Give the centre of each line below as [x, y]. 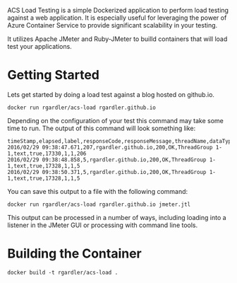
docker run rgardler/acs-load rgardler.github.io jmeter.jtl [99, 204]
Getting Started [54, 75]
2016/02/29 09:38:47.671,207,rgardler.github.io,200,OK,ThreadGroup [110, 147]
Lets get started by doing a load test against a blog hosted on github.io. [111, 94]
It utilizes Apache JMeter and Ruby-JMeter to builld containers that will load [117, 39]
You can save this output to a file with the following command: [98, 191]
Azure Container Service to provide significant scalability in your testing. [113, 25]
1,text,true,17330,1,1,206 [47, 154]
